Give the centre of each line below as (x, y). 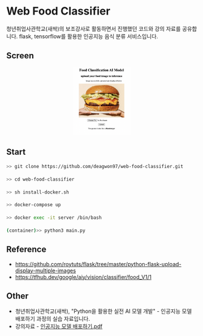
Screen (20, 56)
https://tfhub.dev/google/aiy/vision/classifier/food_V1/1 (83, 277)
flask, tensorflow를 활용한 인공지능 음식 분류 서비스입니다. (89, 36)
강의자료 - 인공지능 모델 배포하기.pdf (59, 326)
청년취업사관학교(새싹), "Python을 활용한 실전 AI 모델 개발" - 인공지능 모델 (103, 311)
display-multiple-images (45, 270)
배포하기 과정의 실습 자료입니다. (52, 319)
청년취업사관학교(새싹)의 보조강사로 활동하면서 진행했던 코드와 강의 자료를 (94, 29)
